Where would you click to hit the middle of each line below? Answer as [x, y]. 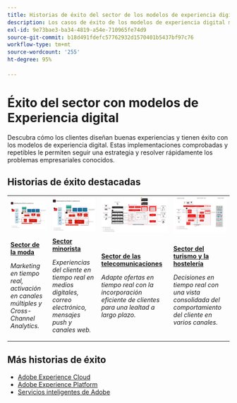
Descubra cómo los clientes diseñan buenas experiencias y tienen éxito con [118, 137]
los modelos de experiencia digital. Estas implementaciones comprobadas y [117, 145]
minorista [66, 248]
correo [62, 299]
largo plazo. [119, 315]
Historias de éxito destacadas [74, 182]
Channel [23, 318]
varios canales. [196, 322]
